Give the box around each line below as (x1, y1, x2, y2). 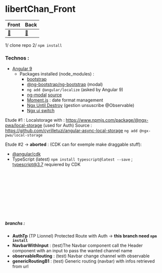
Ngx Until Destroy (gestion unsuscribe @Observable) (27, 102, 135, 108)
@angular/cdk (12, 151, 41, 157)
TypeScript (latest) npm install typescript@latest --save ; (12, 156, 133, 162)
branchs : (5, 220, 26, 226)
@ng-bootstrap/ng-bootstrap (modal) (27, 81, 103, 87)
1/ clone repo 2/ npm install (5, 42, 62, 48)
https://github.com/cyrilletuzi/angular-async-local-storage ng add (5, 128, 138, 134)
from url (12, 263, 28, 269)
